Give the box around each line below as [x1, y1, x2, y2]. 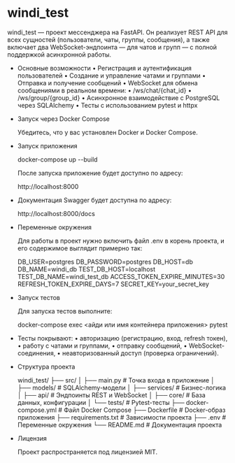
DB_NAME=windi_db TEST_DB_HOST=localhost [17, 264, 156, 273]
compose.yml [17, 406, 57, 414]
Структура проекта [17, 362, 76, 371]
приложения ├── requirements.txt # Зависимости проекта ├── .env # [17, 413, 227, 421]
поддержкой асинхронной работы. [7, 50, 112, 59]
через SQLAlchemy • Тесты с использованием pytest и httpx [17, 101, 198, 109]
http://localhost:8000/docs [17, 209, 96, 218]
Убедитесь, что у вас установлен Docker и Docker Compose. [17, 128, 198, 136]
